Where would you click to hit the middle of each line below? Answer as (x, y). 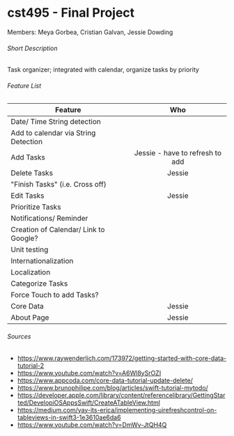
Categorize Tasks (39, 283)
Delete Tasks (32, 173)
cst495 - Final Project (71, 13)
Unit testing (30, 250)
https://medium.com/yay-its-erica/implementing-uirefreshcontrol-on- (117, 410)
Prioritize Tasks (36, 207)
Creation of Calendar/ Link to (58, 230)
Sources (19, 336)
